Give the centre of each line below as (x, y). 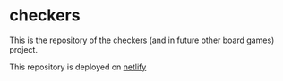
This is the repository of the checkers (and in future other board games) (142, 40)
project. (24, 49)
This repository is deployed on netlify (78, 67)
